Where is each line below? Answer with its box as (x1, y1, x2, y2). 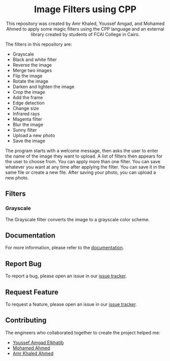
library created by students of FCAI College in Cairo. (30, 31, 140, 37)
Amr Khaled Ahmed (12, 350, 54, 356)
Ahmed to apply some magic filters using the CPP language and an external (6, 25, 164, 32)
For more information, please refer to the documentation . (5, 245, 124, 251)
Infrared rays (12, 111, 40, 117)
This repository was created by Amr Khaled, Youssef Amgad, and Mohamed (6, 20, 165, 27)
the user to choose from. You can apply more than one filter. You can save (5, 158, 161, 164)
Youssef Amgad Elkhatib (12, 339, 64, 345)
